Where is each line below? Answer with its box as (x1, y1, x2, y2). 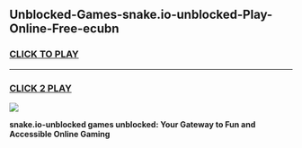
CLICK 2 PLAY (9, 82, 72, 94)
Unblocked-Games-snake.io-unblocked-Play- (9, 7, 273, 22)
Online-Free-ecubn (9, 22, 120, 37)
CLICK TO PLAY (9, 48, 79, 61)
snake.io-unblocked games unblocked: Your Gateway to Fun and (9, 118, 256, 129)
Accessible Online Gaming (9, 128, 111, 139)
